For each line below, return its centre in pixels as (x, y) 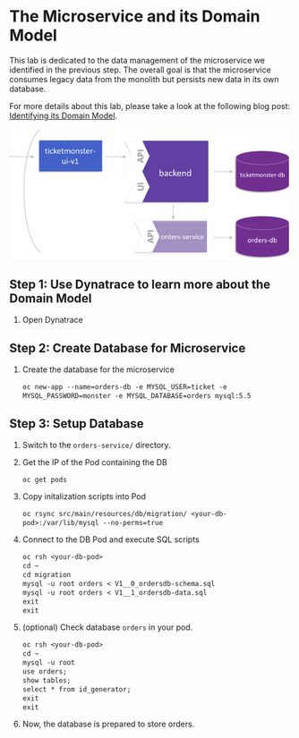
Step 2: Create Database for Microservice (128, 348)
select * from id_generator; (77, 690)
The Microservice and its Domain (135, 17)
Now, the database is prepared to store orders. (108, 724)
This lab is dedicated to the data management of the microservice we (137, 60)
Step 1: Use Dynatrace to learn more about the (140, 284)
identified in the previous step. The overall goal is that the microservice (140, 70)
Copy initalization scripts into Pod (84, 496)
